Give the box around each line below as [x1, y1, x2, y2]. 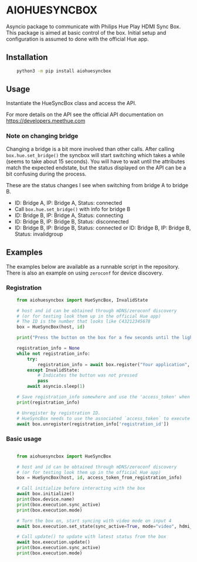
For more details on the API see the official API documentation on [6, 111, 164, 118]
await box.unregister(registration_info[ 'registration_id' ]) [16, 421, 169, 427]
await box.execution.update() [16, 539, 91, 546]
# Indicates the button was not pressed [37, 373, 138, 378]
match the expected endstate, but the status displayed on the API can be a [6, 164, 186, 171]
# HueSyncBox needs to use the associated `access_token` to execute [16, 415, 191, 421]
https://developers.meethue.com [6, 117, 86, 124]
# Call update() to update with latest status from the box [16, 534, 167, 540]
